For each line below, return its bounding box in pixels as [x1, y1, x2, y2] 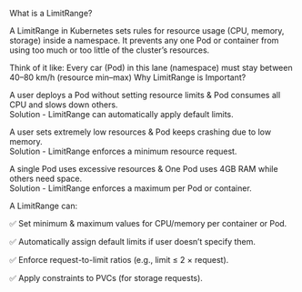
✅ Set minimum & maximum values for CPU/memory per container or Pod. [9, 218, 287, 228]
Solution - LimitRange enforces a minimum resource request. [9, 146, 237, 156]
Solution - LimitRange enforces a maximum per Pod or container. [9, 183, 252, 194]
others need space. [9, 173, 83, 184]
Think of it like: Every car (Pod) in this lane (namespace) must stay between [9, 63, 293, 73]
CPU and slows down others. [9, 99, 118, 110]
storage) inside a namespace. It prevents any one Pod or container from [9, 35, 279, 45]
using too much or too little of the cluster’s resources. [9, 45, 210, 55]
